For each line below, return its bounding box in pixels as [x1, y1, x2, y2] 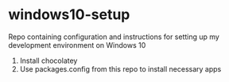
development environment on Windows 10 [8, 40, 146, 49]
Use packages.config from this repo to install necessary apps [19, 64, 222, 73]
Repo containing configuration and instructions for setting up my [8, 32, 220, 41]
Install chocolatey [19, 56, 78, 65]
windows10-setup [8, 6, 130, 24]
